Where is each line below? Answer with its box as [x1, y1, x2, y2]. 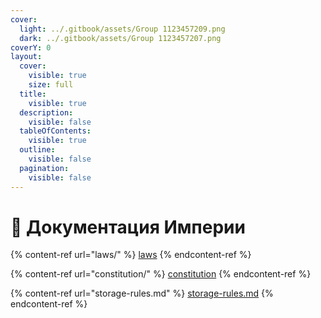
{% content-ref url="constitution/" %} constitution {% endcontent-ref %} [10, 268, 312, 280]
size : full [28, 80, 74, 90]
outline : [19, 145, 56, 155]
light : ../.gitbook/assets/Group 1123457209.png [19, 24, 226, 34]
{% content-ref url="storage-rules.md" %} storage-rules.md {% [10, 287, 274, 300]
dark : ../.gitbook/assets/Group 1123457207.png [19, 33, 222, 43]
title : [19, 89, 47, 99]
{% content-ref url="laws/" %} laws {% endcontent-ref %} [10, 249, 252, 261]
